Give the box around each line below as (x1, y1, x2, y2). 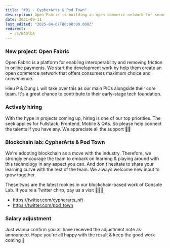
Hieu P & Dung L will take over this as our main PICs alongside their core (5, 85, 156, 91)
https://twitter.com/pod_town (12, 202, 73, 208)
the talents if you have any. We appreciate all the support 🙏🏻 (5, 126, 131, 132)
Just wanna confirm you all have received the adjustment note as (5, 227, 141, 233)
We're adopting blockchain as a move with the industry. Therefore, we (5, 150, 152, 156)
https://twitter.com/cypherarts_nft (12, 197, 83, 203)
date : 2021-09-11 (5, 17, 42, 22)
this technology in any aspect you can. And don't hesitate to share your (5, 161, 154, 167)
